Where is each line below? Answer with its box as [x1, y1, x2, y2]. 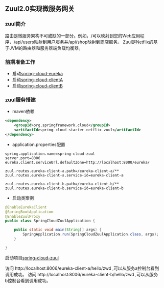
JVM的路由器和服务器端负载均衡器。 [9, 45, 83, 51]
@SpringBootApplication [5, 209, 54, 214]
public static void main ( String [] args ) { [14, 228, 102, 232]
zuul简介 [5, 21, 26, 28]
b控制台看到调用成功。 [5, 277, 51, 284]
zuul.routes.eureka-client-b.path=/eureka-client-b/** [5, 181, 119, 186]
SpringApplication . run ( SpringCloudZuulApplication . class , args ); [23, 232, 159, 237]
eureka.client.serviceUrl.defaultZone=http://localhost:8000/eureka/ [5, 160, 150, 165]
